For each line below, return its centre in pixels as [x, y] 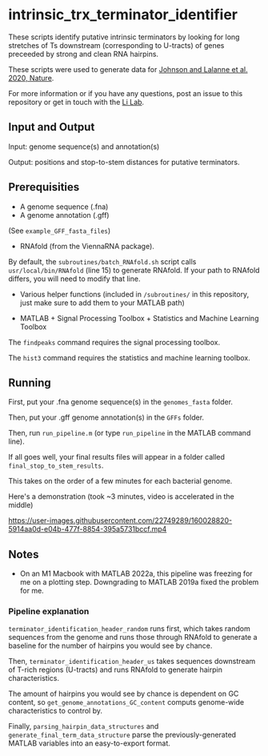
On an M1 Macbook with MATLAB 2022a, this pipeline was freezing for [136, 573]
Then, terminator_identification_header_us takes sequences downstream [132, 661]
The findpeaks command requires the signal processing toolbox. [114, 342]
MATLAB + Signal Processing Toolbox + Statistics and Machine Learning [139, 318]
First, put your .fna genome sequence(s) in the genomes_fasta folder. [121, 402]
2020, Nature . [31, 78]
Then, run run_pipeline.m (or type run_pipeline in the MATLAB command [130, 433]
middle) [21, 505]
